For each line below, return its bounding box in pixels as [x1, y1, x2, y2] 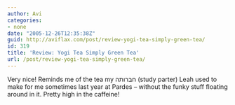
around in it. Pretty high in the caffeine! [7, 90, 120, 98]
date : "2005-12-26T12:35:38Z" [7, 29, 96, 37]
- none [7, 23, 27, 30]
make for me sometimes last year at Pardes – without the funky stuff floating [7, 82, 228, 91]
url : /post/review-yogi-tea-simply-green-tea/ [7, 56, 146, 63]
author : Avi [7, 10, 42, 17]
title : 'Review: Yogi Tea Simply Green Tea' [7, 50, 140, 57]
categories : [7, 17, 42, 24]
